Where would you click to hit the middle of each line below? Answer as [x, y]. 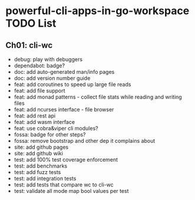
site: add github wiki [38, 153]
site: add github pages [41, 147]
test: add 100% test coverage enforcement [66, 160]
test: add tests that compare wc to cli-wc [64, 185]
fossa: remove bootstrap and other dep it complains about [85, 141]
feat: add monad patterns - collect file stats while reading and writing [98, 97]
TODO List [31, 23]
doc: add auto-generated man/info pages [64, 72]
